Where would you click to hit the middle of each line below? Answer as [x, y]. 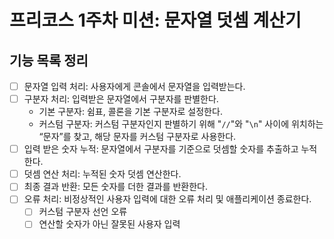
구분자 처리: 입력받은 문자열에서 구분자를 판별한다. [121, 99]
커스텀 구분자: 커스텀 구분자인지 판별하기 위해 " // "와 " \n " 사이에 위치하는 [181, 124]
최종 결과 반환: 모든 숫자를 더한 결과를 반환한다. [116, 187]
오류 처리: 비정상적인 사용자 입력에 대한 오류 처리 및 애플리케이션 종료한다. [167, 199]
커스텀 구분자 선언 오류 [83, 212]
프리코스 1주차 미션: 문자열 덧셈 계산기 [155, 20]
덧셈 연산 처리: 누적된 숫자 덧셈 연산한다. [102, 174]
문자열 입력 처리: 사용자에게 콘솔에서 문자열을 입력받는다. [134, 86]
